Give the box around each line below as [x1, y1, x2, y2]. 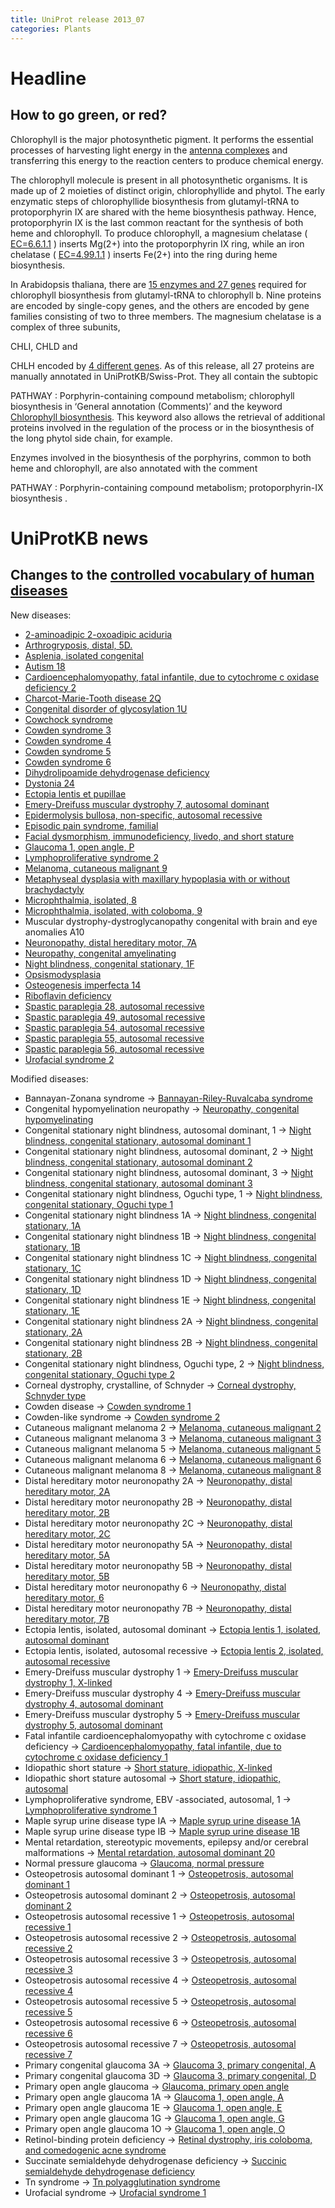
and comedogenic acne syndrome [24, 2144, 167, 2156]
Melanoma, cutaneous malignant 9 [24, 862, 168, 874]
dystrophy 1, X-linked [24, 1676, 113, 1688]
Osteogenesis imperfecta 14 [24, 979, 142, 991]
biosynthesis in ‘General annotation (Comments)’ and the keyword [10, 400, 283, 412]
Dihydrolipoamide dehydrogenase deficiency [24, 766, 210, 778]
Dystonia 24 [24, 777, 75, 789]
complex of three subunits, [10, 321, 121, 333]
